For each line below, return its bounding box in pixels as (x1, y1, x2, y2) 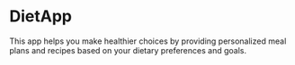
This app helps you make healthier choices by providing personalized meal (9, 36, 287, 46)
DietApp (9, 6, 72, 27)
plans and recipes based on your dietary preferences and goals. (9, 45, 247, 55)
